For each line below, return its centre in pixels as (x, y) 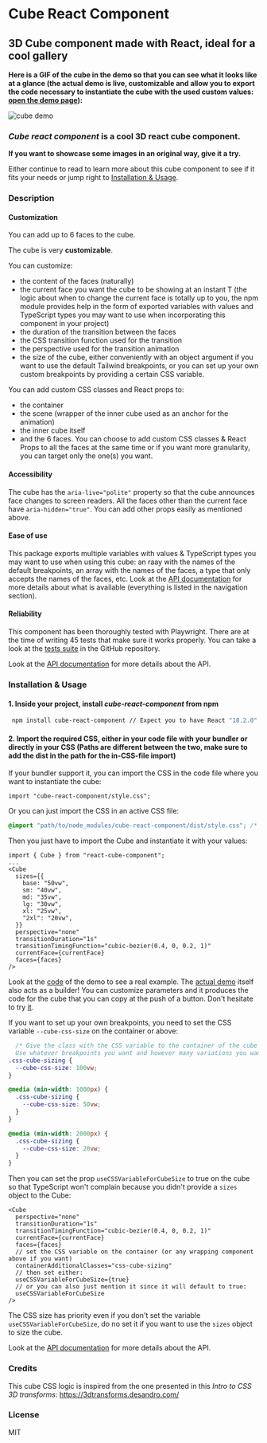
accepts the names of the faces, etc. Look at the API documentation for (125, 578)
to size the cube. (36, 1332)
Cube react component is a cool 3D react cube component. (124, 136)
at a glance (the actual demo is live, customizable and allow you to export (132, 83)
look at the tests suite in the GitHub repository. (84, 649)
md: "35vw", (42, 897)
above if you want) (41, 1259)
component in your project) (64, 323)
